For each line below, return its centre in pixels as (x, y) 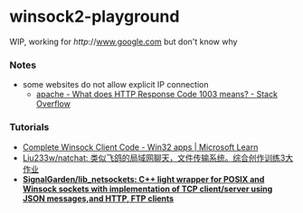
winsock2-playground (95, 17)
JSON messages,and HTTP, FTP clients (98, 198)
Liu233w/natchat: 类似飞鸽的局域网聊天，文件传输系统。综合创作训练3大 (158, 157)
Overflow (53, 104)
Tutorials (29, 127)
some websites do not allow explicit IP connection (115, 85)
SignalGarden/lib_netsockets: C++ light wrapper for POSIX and (143, 179)
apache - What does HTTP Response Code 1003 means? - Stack (157, 94)
